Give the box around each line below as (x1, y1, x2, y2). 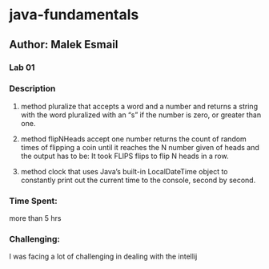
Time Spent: (9, 195, 58, 206)
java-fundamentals (9, 6, 139, 24)
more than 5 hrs (9, 214, 62, 223)
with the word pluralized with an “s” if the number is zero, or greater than (20, 110, 262, 120)
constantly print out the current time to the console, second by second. (20, 175, 256, 185)
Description (9, 83, 56, 94)
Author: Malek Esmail (9, 38, 118, 51)
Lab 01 (9, 62, 35, 73)
